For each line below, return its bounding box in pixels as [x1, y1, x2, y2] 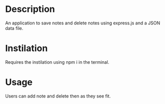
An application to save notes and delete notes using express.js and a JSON [5, 20, 160, 26]
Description [5, 3, 55, 15]
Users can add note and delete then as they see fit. [5, 93, 111, 99]
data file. [5, 25, 24, 31]
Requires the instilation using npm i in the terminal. [5, 59, 109, 65]
